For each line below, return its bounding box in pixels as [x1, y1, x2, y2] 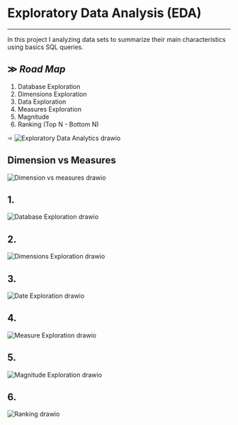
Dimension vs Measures [7, 154, 116, 166]
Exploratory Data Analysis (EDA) [7, 5, 202, 21]
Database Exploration [17, 82, 81, 90]
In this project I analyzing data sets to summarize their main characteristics [7, 35, 226, 43]
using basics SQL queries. [7, 43, 84, 51]
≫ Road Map [7, 63, 66, 75]
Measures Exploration [17, 104, 81, 113]
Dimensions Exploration [17, 90, 87, 98]
